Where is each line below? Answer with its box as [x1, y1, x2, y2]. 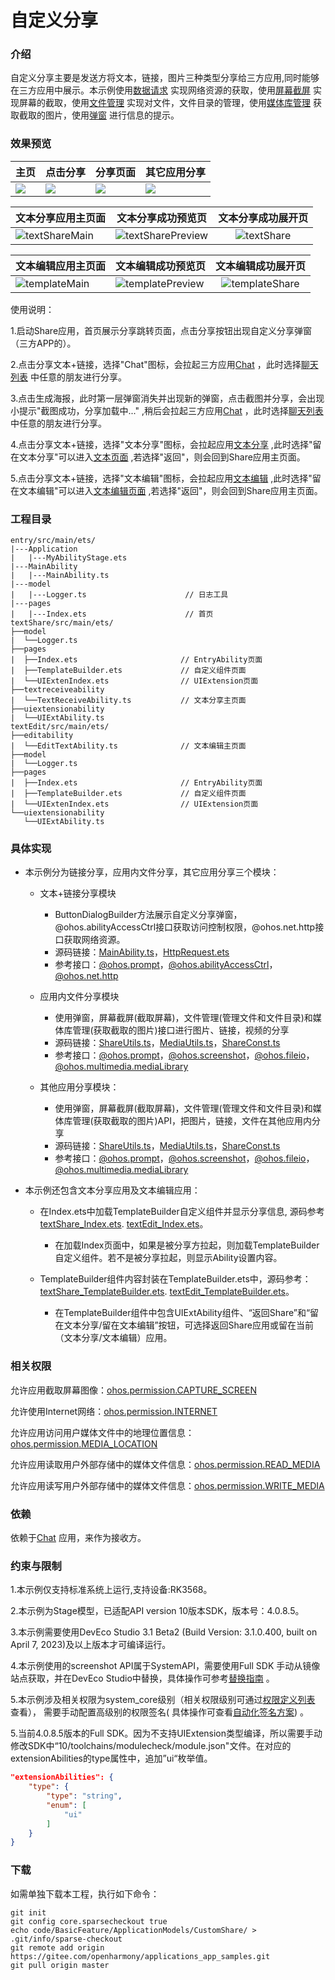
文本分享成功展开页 [218, 211, 309, 225]
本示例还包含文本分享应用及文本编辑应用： [24, 1184, 201, 1196]
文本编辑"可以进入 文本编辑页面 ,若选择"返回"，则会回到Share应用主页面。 [18, 484, 323, 496]
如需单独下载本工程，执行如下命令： [10, 1887, 160, 1900]
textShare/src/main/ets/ [10, 618, 114, 628]
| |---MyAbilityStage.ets [10, 553, 128, 563]
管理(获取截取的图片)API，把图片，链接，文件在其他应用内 [72, 1115, 312, 1127]
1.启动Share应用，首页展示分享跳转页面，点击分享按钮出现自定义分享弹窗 [10, 324, 313, 336]
